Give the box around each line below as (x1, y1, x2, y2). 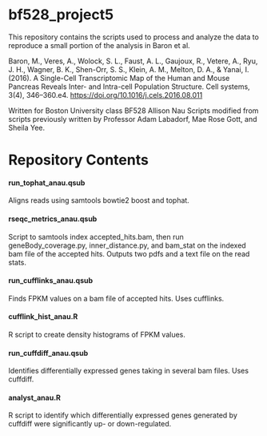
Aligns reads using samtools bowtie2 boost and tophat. (8, 196, 189, 205)
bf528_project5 (8, 6, 114, 24)
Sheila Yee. (8, 123, 46, 132)
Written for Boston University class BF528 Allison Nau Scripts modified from (8, 106, 259, 115)
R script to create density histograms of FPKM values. (8, 329, 186, 339)
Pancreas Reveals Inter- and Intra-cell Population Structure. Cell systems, (8, 82, 250, 91)
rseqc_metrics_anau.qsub (8, 214, 98, 224)
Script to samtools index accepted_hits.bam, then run (8, 232, 184, 241)
